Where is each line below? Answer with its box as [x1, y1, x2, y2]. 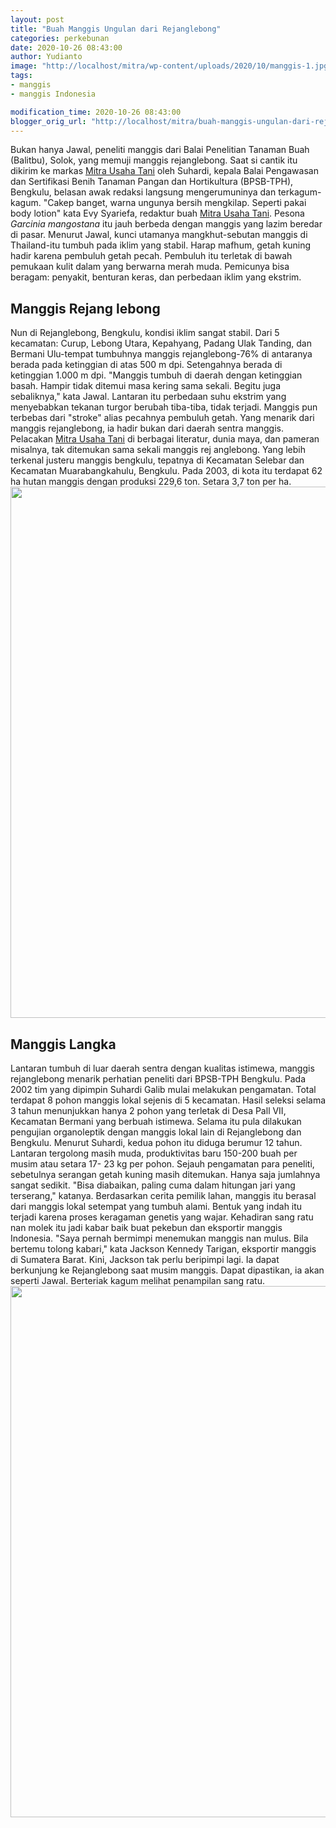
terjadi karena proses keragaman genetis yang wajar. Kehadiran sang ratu [10, 1211, 314, 1223]
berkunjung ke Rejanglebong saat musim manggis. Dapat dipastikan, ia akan [10, 1264, 325, 1276]
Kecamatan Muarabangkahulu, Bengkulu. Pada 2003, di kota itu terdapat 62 [10, 465, 323, 477]
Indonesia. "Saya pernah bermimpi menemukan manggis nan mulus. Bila [10, 1232, 309, 1244]
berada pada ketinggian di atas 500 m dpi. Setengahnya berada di [10, 359, 283, 371]
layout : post [10, 14, 65, 25]
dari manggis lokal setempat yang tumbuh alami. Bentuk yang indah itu [10, 1201, 303, 1212]
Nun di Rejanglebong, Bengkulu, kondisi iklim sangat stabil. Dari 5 [10, 327, 280, 339]
